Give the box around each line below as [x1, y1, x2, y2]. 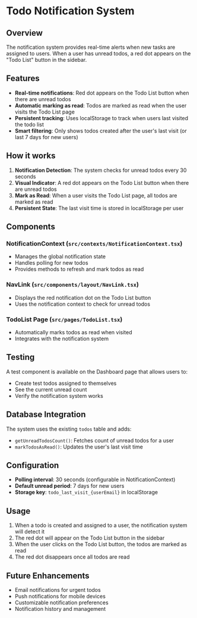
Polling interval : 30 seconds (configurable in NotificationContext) [14, 476, 176, 483]
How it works [6, 150, 56, 161]
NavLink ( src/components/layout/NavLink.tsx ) [6, 281, 139, 289]
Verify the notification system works [14, 392, 104, 399]
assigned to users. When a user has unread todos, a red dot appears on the [6, 50, 191, 57]
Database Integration [6, 409, 86, 420]
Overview [6, 28, 43, 38]
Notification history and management [14, 605, 106, 612]
